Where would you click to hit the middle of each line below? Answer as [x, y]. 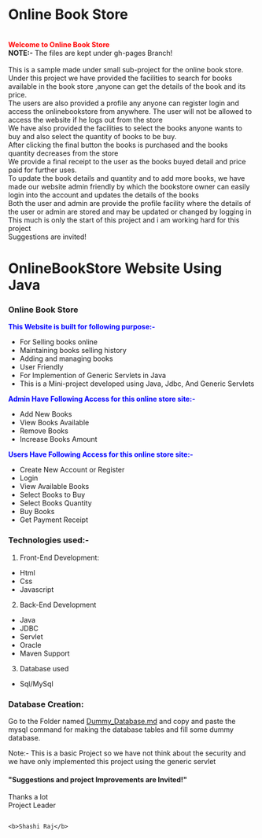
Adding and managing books [66, 358]
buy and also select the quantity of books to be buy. [92, 136]
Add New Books [46, 414]
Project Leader [32, 805]
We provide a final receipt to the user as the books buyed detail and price [127, 161]
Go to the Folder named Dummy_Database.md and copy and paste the [122, 722]
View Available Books [54, 487]
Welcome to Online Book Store [59, 44]
